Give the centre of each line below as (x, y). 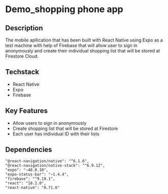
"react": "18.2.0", (26, 183)
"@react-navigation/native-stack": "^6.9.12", (55, 166)
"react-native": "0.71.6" (32, 188)
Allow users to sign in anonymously (50, 123)
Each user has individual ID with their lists (56, 134)
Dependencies (29, 150)
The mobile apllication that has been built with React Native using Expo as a (84, 40)
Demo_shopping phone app (64, 9)
